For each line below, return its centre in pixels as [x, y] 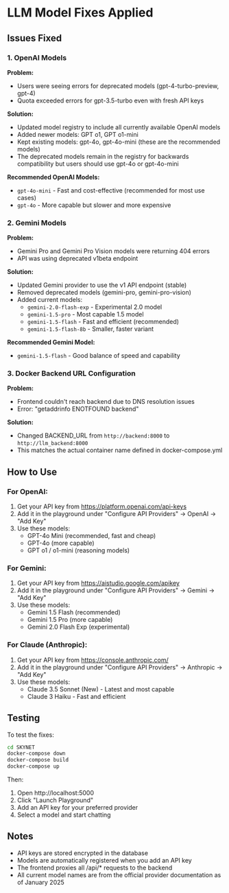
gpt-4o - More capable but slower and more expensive [94, 205]
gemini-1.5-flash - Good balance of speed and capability [98, 356]
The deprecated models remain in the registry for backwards [103, 156]
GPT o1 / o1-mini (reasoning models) [79, 550]
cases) [26, 197]
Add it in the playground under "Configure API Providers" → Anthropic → [120, 667]
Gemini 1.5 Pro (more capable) [70, 620]
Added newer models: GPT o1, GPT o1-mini [77, 134]
